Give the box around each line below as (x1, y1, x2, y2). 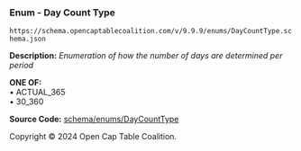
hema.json (9, 34, 47, 44)
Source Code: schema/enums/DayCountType (9, 114, 179, 125)
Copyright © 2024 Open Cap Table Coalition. (9, 131, 178, 142)
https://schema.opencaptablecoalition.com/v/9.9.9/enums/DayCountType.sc (9, 27, 293, 36)
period (9, 60, 34, 71)
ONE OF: (9, 77, 42, 88)
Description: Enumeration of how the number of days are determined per (9, 50, 283, 61)
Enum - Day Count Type (9, 6, 115, 19)
